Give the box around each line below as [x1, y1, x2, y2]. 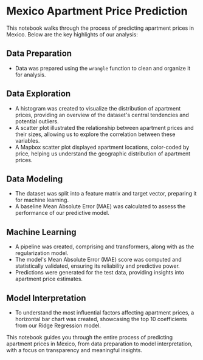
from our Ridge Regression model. [15, 322, 101, 329]
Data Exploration [6, 89, 71, 99]
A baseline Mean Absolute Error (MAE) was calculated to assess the [15, 203, 186, 210]
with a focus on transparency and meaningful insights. [6, 347, 143, 353]
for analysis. [15, 71, 46, 78]
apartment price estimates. [15, 275, 83, 283]
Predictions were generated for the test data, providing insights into [15, 269, 184, 276]
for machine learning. [15, 196, 69, 204]
